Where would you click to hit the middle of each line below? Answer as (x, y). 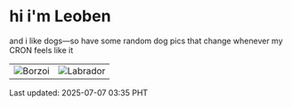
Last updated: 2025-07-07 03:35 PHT (79, 92)
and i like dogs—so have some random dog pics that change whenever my (146, 41)
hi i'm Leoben (60, 16)
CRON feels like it (41, 50)
